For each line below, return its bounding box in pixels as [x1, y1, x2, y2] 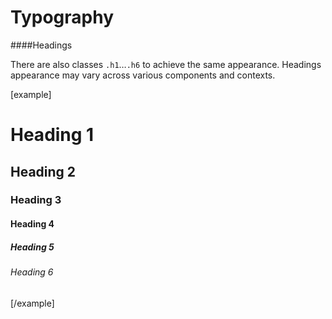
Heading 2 [10, 163, 77, 180]
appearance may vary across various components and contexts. [10, 69, 276, 81]
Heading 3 [10, 193, 62, 207]
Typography [10, 6, 115, 29]
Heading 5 [10, 241, 55, 253]
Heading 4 [10, 218, 55, 230]
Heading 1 [10, 124, 95, 146]
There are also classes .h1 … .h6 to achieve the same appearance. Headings [10, 58, 322, 70]
